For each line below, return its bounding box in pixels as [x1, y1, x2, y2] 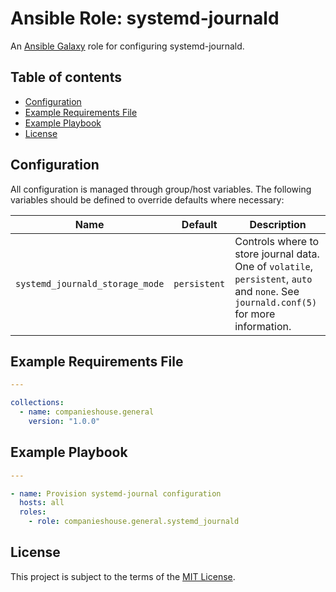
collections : [10, 398, 65, 408]
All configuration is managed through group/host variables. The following [10, 183, 312, 195]
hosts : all [19, 498, 65, 508]
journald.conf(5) [234, 297, 318, 308]
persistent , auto [234, 272, 313, 286]
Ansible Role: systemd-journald [10, 7, 280, 30]
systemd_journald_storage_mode [15, 278, 165, 289]
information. [234, 319, 292, 333]
